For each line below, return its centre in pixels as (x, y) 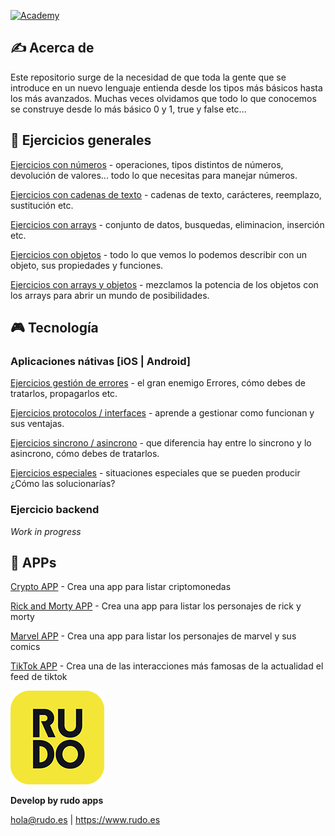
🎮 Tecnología (54, 328)
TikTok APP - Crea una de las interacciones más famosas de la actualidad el (167, 666)
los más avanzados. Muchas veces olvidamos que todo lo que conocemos (163, 98)
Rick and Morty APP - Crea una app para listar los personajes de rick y (156, 606)
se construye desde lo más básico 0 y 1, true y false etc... (128, 109)
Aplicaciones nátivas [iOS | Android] (100, 361)
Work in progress (46, 531)
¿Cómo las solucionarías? (63, 484)
